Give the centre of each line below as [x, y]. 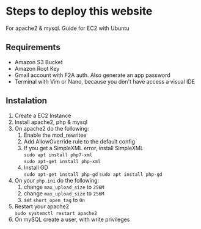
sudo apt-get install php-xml [62, 161]
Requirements [33, 47]
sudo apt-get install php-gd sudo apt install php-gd [93, 174]
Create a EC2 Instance [43, 115]
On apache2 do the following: [52, 128]
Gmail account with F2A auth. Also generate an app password [92, 75]
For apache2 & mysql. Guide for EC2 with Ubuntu [68, 28]
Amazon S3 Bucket [38, 62]
